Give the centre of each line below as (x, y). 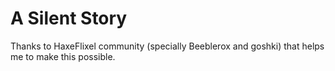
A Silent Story (69, 18)
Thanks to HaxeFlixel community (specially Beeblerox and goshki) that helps (167, 46)
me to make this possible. (63, 56)
